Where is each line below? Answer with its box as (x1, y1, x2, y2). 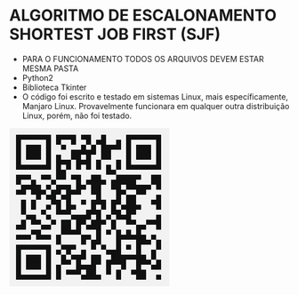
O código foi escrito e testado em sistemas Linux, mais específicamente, (21, 91, 289, 102)
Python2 (21, 72, 53, 83)
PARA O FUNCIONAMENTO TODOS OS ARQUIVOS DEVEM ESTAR (21, 53, 264, 64)
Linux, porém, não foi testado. (21, 110, 133, 121)
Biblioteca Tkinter (21, 82, 87, 92)
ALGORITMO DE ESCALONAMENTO (9, 5, 278, 26)
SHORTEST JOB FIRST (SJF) (9, 24, 221, 44)
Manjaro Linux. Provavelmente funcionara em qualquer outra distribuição (21, 100, 290, 111)
